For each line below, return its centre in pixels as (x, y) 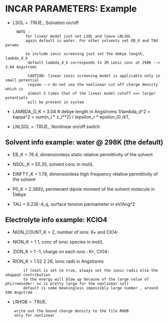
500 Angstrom (19, 292)
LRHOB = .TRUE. (30, 301)
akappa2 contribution (28, 275)
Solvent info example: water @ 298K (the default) (84, 142)
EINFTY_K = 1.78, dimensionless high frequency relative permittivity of (85, 174)
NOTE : (23, 32)
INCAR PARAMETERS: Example (71, 9)
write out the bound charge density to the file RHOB (71, 311)
